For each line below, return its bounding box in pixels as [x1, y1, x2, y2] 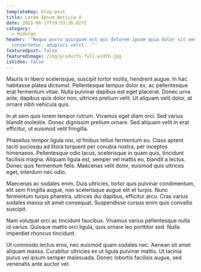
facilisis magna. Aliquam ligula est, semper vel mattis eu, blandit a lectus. [6, 155, 186, 163]
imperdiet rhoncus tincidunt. [6, 230, 76, 237]
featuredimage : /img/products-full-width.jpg [6, 53, 121, 59]
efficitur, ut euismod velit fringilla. [6, 125, 89, 132]
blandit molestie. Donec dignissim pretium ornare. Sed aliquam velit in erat [6, 118, 190, 126]
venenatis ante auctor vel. [6, 260, 70, 267]
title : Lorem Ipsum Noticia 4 [6, 14, 82, 20]
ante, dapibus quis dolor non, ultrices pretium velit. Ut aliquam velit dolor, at [6, 94, 193, 102]
